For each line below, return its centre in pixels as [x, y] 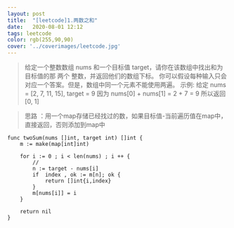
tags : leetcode [30, 33]
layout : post [26, 14]
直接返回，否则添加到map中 [65, 125]
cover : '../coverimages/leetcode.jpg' [64, 46]
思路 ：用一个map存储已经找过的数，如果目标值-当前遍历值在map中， [125, 116]
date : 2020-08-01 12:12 [45, 27]
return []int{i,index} [78, 181]
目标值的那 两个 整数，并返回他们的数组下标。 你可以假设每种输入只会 [125, 76]
